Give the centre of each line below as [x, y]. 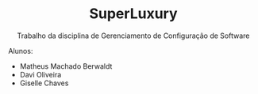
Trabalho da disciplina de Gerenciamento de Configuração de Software [133, 36]
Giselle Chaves [44, 83]
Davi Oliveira [40, 74]
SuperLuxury [133, 14]
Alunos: [21, 51]
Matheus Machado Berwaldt [66, 66]
